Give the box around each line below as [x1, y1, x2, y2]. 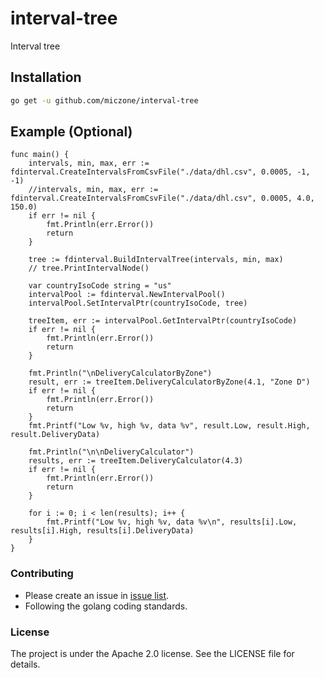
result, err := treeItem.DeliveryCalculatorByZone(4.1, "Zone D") [28, 377, 311, 387]
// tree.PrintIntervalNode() [28, 263, 150, 274]
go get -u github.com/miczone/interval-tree [10, 95, 199, 106]
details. [10, 658, 41, 671]
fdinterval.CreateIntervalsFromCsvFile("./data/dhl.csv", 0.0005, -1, [10, 167, 311, 177]
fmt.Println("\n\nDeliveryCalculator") [28, 447, 195, 457]
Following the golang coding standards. [24, 600, 188, 612]
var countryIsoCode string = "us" [28, 281, 172, 291]
